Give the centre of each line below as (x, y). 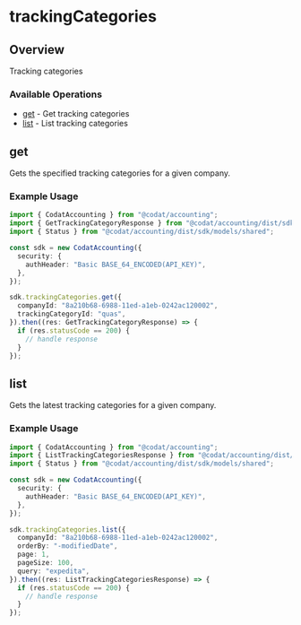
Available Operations (56, 94)
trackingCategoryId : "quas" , (72, 314)
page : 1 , (34, 555)
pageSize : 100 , (46, 563)
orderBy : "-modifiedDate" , (68, 546)
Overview (37, 50)
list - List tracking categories (75, 124)
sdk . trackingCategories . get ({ (66, 298)
